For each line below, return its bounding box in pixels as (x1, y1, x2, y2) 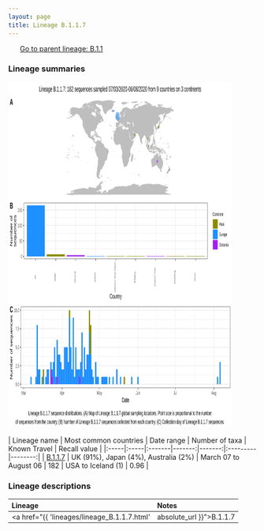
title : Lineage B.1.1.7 (8, 21, 87, 29)
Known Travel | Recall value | (8, 443, 102, 454)
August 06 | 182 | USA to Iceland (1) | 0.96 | (8, 461, 149, 470)
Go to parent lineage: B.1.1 (19, 43, 104, 53)
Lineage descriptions (8, 480, 91, 491)
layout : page (8, 13, 51, 21)
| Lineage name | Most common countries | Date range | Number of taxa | (8, 435, 247, 445)
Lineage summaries (8, 63, 86, 74)
